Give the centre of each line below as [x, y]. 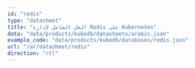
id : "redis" [25, 14]
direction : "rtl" [33, 54]
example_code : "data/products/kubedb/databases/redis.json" [98, 40]
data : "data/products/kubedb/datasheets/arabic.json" [89, 34]
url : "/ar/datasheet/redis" [49, 47]
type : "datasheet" [34, 21]
